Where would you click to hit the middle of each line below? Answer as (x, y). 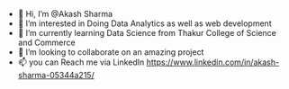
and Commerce (46, 42)
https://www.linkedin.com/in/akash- (213, 62)
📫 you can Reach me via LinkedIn (81, 62)
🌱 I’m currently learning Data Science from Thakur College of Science (147, 33)
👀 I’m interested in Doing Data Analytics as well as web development (144, 23)
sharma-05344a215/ (56, 75)
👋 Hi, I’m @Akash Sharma (65, 14)
